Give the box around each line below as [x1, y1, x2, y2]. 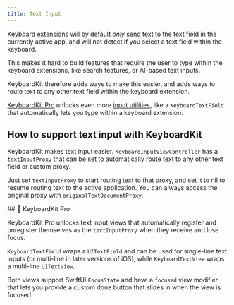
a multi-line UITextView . [7, 262, 75, 270]
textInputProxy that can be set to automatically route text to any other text [7, 155, 223, 163]
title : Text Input [7, 10, 61, 18]
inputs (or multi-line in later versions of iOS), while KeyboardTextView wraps [7, 255, 225, 263]
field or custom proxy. [7, 162, 71, 171]
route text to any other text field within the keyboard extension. [7, 87, 190, 95]
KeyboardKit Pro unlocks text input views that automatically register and [7, 218, 217, 227]
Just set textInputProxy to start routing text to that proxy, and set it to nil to [7, 176, 226, 184]
